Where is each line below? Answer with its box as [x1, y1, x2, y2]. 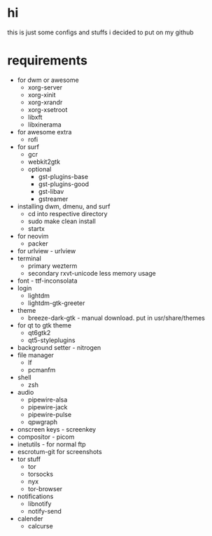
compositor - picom [17, 432, 75, 441]
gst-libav [38, 187, 64, 195]
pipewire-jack [27, 402, 68, 411]
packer [27, 239, 48, 248]
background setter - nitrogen [17, 343, 101, 351]
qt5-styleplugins [27, 336, 76, 344]
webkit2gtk [27, 157, 61, 166]
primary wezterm [27, 261, 78, 270]
